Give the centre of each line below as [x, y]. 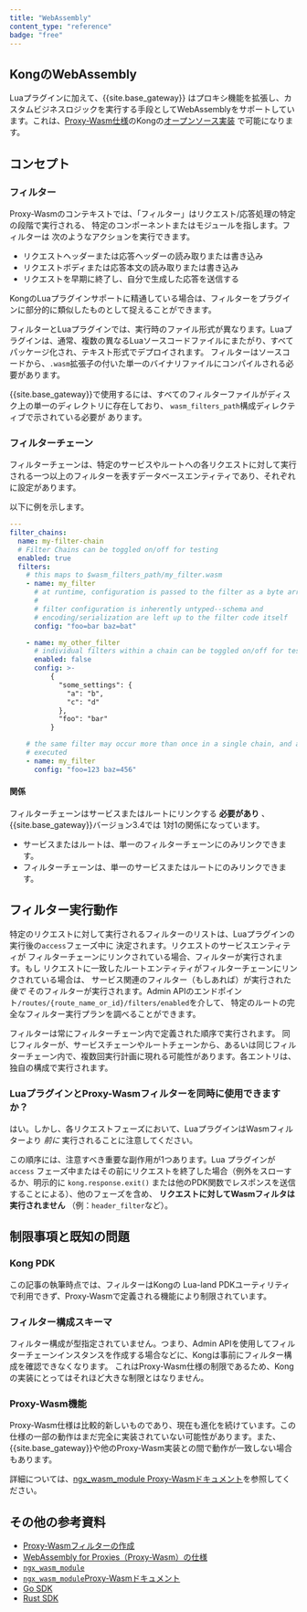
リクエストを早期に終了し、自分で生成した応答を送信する [131, 279]
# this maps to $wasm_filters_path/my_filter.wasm [124, 575]
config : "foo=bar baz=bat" [85, 626]
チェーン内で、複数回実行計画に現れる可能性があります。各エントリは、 [161, 1055]
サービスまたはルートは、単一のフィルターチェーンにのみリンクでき [150, 844]
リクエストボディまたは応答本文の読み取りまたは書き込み [131, 267]
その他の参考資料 [58, 1522]
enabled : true [44, 558]
